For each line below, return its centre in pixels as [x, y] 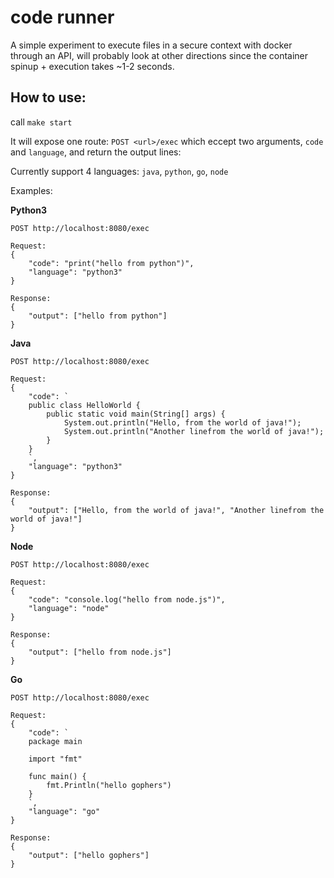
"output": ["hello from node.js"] [100, 652]
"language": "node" [69, 608]
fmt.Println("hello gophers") [109, 785]
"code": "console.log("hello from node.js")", [127, 599]
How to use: [48, 97]
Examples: [31, 190]
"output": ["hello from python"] [98, 316]
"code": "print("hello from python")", [111, 263]
